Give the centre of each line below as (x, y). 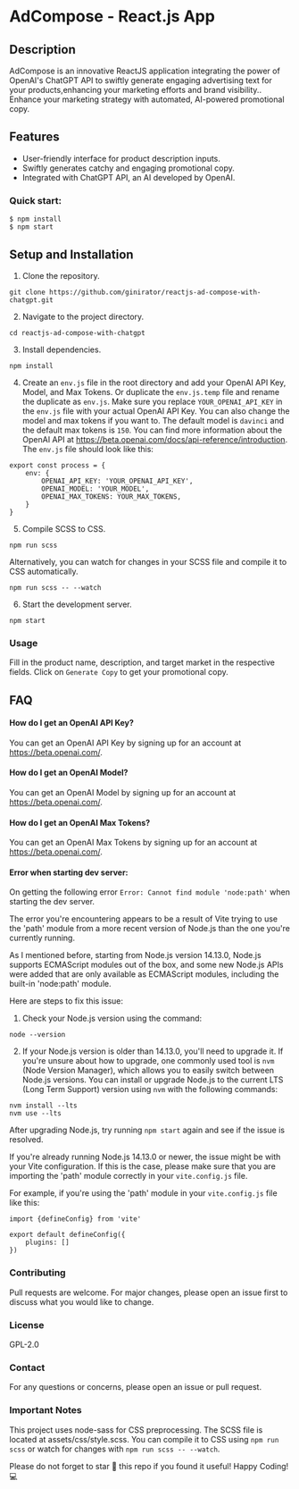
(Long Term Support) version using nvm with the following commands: (150, 1089)
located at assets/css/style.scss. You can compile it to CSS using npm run (144, 1439)
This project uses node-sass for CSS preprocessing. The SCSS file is (136, 1430)
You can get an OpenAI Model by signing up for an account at (123, 793)
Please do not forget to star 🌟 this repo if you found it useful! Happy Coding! (149, 1466)
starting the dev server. (52, 902)
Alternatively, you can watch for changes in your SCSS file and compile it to (148, 561)
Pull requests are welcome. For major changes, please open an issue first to (149, 1292)
